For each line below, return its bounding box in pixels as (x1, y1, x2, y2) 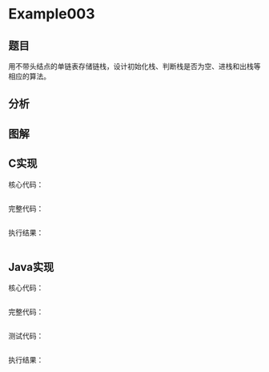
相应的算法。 (8, 71, 50, 81)
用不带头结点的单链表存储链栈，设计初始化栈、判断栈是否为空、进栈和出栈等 (8, 62, 261, 71)
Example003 (8, 5, 95, 23)
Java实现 (8, 260, 54, 273)
